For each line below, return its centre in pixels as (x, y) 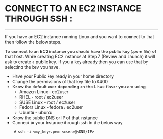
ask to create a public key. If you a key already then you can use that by (77, 62)
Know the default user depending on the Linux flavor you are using (79, 87)
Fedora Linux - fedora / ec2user (51, 107)
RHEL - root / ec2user (41, 97)
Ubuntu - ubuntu (36, 112)
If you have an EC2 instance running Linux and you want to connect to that (80, 36)
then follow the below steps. (33, 42)
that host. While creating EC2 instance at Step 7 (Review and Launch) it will (80, 56)
